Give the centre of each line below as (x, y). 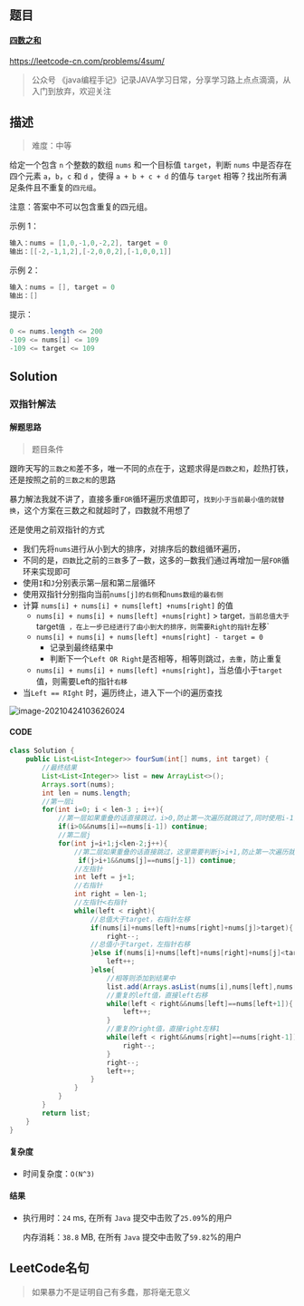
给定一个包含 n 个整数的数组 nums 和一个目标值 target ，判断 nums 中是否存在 (151, 165)
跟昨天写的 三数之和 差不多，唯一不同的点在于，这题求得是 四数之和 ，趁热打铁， (152, 469)
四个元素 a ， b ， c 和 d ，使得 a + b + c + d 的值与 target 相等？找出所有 (144, 176)
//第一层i (58, 801)
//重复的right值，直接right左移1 (163, 1029)
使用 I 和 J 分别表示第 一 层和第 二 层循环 (89, 583)
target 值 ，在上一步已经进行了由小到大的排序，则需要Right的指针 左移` (152, 626)
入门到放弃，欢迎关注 (71, 91)
